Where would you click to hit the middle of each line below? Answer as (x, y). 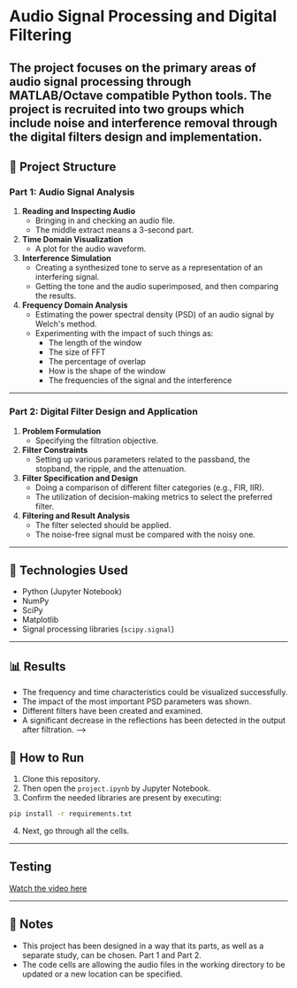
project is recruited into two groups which (127, 109)
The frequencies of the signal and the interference (140, 380)
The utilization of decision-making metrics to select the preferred (154, 496)
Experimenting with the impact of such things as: (124, 333)
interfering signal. (67, 277)
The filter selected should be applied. (103, 525)
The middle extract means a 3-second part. (114, 230)
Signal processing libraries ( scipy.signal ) (98, 629)
